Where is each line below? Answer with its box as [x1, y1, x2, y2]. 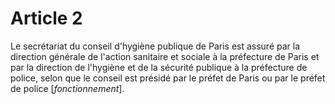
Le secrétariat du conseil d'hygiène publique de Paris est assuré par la [10, 40, 301, 52]
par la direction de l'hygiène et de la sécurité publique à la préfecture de [10, 61, 308, 73]
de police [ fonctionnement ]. [10, 82, 125, 94]
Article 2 [10, 7, 83, 30]
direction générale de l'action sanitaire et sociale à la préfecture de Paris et [10, 50, 320, 62]
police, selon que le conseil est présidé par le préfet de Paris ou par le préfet [10, 72, 326, 84]
